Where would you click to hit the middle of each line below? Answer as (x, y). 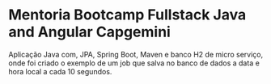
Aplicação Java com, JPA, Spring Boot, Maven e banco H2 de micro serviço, (136, 54)
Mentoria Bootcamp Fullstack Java (127, 15)
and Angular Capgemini (90, 32)
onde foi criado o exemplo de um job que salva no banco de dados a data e (134, 63)
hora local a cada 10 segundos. (60, 71)
